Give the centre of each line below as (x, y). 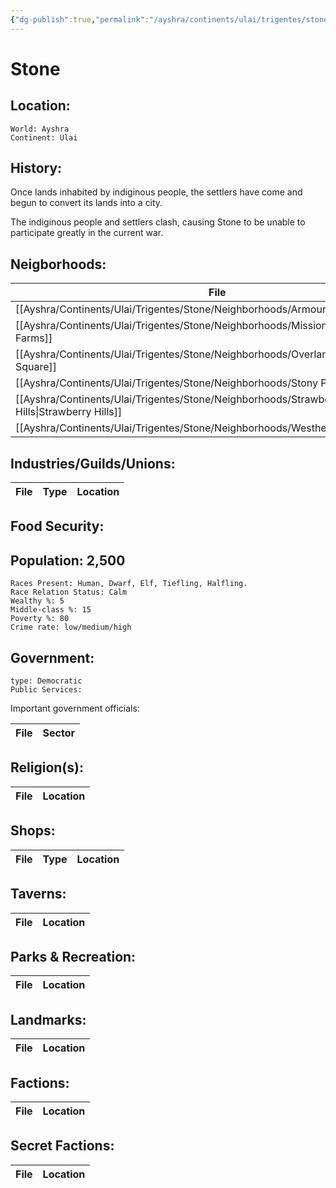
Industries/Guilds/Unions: (93, 463)
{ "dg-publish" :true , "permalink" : (80, 19)
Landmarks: (48, 1019)
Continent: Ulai (44, 137)
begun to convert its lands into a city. (86, 203)
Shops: (33, 831)
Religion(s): (47, 767)
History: (36, 168)
